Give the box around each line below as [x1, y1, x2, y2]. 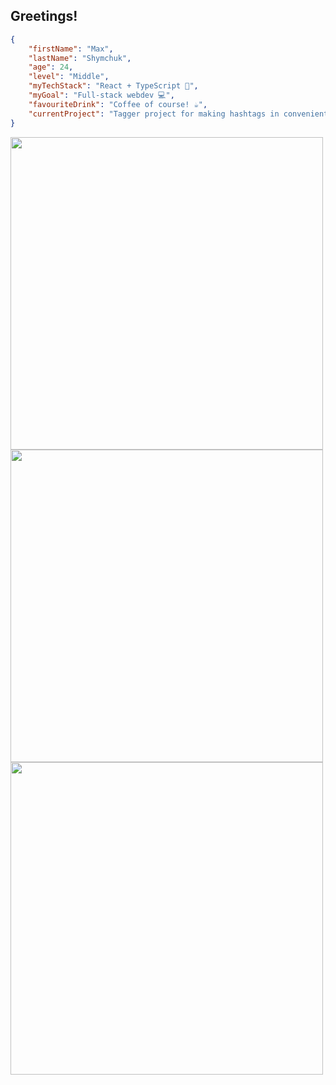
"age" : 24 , [28, 62, 74, 73]
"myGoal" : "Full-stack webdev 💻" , [28, 90, 175, 101]
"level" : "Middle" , [28, 72, 110, 82]
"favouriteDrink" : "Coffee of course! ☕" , [28, 99, 208, 109]
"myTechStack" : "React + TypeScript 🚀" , [28, 81, 199, 91]
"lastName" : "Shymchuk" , [28, 53, 132, 63]
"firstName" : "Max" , [28, 44, 114, 54]
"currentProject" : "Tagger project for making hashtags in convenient [28, 109, 329, 119]
